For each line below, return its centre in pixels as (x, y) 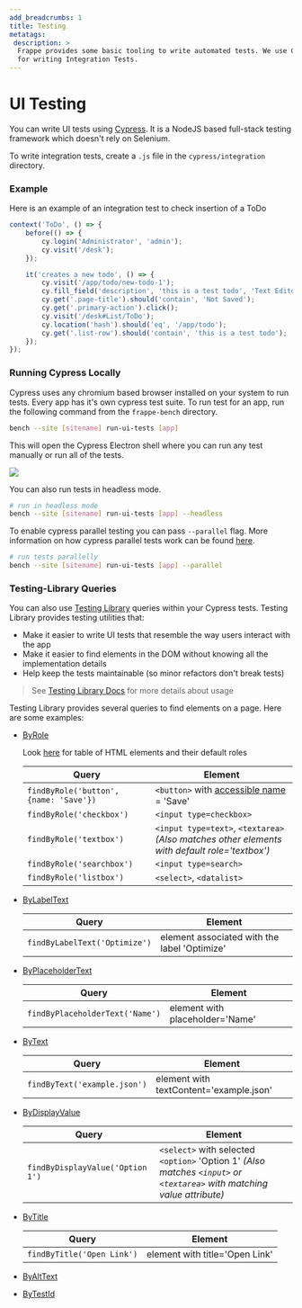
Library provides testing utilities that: (77, 618)
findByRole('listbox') (75, 878)
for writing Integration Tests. (78, 59)
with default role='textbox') (213, 851)
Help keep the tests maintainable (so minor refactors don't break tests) (153, 673)
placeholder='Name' (213, 1019)
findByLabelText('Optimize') (89, 943)
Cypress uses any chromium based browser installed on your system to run (149, 392)
